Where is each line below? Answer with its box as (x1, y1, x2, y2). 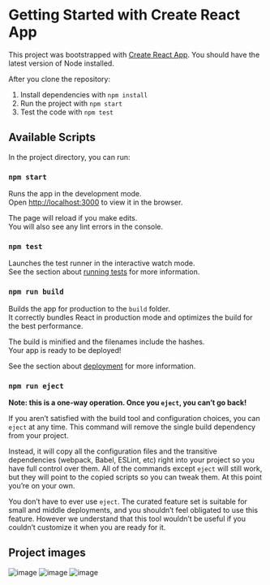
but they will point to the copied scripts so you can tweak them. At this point (8, 472, 262, 482)
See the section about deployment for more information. (8, 361, 196, 371)
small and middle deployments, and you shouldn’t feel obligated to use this (8, 505, 258, 514)
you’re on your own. (8, 480, 75, 490)
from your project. (8, 430, 69, 440)
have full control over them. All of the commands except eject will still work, (8, 463, 263, 473)
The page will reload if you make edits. (8, 213, 138, 223)
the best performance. (8, 320, 84, 330)
